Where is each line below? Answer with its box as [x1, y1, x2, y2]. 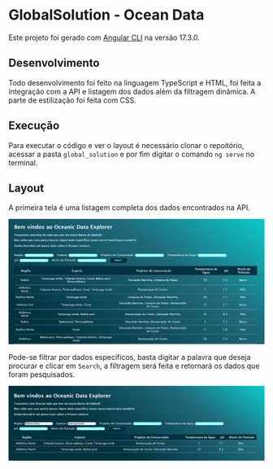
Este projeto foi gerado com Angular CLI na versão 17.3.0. [8, 33, 201, 42]
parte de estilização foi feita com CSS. [8, 95, 136, 105]
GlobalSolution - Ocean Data [8, 6, 205, 24]
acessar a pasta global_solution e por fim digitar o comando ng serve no [8, 149, 255, 159]
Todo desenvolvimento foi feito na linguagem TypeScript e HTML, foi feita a [8, 77, 262, 87]
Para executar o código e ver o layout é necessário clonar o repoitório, [8, 140, 245, 150]
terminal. [8, 157, 38, 168]
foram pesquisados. [8, 369, 76, 379]
